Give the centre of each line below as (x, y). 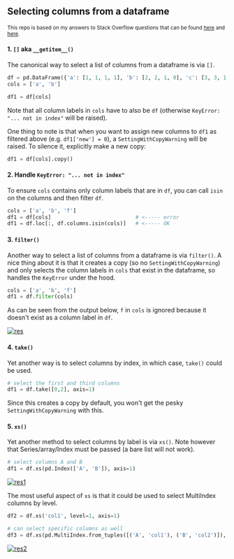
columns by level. (32, 503)
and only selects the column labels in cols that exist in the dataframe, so (111, 270)
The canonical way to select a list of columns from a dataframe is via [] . (111, 65)
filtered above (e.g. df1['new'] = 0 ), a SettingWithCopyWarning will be (107, 139)
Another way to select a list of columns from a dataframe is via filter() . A (115, 255)
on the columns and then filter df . (55, 198)
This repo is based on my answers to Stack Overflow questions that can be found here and (116, 27)
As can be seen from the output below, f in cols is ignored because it (107, 310)
